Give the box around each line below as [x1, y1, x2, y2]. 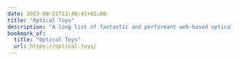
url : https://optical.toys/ [14, 43, 97, 50]
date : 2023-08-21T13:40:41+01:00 [7, 10, 107, 18]
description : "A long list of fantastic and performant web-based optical [7, 23, 234, 30]
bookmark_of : [7, 29, 46, 37]
